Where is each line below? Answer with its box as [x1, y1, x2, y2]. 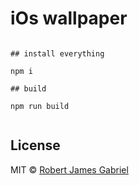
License [10, 137, 61, 154]
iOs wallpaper [10, 7, 128, 30]
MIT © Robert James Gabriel [10, 163, 129, 176]
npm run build [10, 101, 70, 111]
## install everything [10, 48, 105, 59]
